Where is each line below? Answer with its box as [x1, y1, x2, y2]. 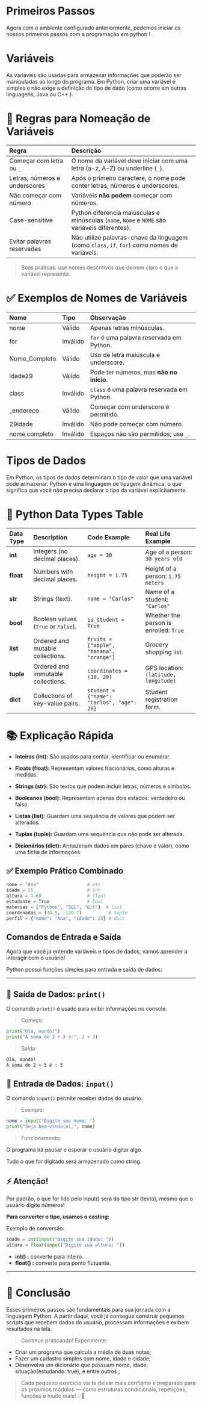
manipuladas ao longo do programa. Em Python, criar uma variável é [6, 78, 176, 85]
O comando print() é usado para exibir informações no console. [6, 1005, 167, 1013]
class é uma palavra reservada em [90, 385, 188, 394]
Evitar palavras [9, 237, 52, 245]
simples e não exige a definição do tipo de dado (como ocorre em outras [6, 84, 187, 91]
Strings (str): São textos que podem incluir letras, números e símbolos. [14, 783, 192, 790]
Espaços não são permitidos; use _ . [90, 429, 191, 438]
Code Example [87, 533, 130, 541]
